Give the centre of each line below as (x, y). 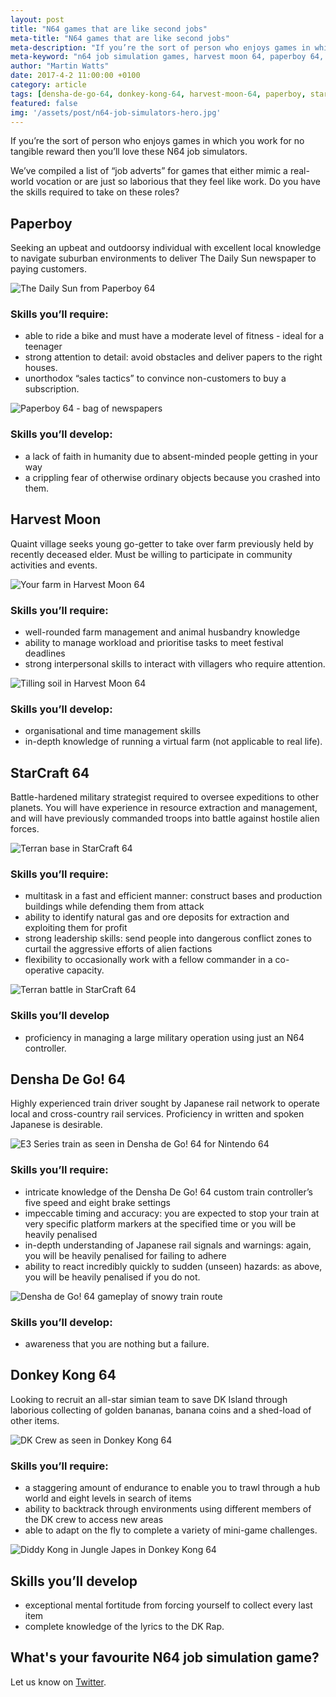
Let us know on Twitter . (58, 1682)
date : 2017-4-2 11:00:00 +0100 (75, 76)
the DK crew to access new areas (94, 1520)
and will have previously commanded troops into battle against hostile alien (165, 818)
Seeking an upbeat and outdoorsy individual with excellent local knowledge (166, 248)
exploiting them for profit (76, 928)
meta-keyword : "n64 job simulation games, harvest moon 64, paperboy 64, (167, 57)
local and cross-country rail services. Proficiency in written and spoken (157, 1114)
